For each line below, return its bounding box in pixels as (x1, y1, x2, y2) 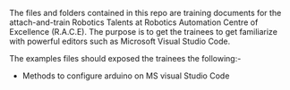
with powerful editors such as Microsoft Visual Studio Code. (9, 36, 231, 46)
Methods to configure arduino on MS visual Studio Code (21, 70, 230, 81)
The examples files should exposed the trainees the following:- (9, 53, 242, 63)
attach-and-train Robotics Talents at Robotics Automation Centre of (9, 17, 259, 28)
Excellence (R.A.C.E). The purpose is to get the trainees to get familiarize (9, 27, 277, 37)
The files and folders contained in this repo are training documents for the (9, 8, 282, 18)
